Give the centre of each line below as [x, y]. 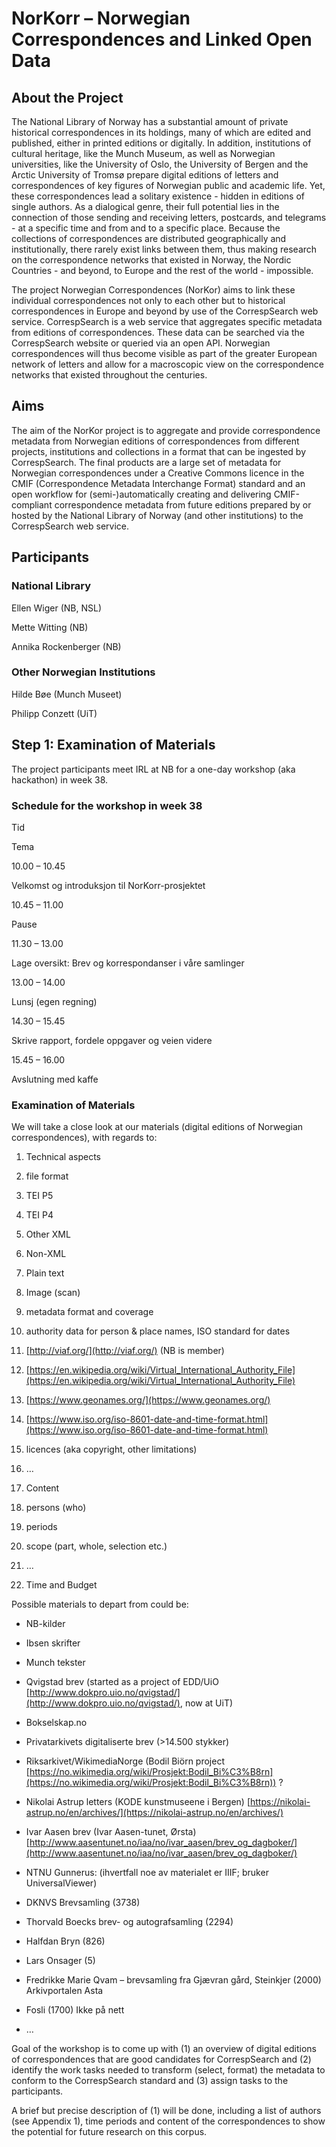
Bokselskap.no [56, 1723]
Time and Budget [61, 1585]
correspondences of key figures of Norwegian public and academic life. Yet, [168, 185]
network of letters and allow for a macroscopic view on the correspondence [168, 364]
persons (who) [56, 1508]
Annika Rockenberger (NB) [66, 646]
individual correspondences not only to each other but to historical [148, 300]
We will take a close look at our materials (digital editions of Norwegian [157, 1127]
